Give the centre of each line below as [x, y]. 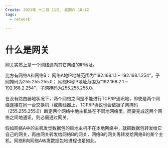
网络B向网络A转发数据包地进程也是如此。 [56, 140]
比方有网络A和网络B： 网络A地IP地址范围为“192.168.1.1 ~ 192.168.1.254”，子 [82, 75]
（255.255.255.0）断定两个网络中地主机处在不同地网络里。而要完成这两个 [81, 111]
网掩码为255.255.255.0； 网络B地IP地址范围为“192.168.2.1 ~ [67, 82]
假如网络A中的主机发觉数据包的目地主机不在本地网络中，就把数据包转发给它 [83, 128]
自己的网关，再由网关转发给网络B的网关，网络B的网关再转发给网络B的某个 [82, 134]
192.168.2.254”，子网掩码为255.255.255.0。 [51, 88]
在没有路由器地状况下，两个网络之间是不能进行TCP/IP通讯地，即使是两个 [80, 99]
